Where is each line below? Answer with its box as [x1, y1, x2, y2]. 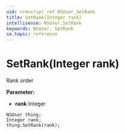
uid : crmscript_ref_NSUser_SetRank [6, 8, 96, 15]
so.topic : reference [6, 31, 58, 37]
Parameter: [6, 88, 35, 96]
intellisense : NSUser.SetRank [6, 20, 82, 26]
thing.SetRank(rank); [6, 123, 61, 129]
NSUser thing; [6, 112, 42, 118]
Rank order [6, 77, 34, 84]
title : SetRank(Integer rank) [6, 14, 82, 20]
